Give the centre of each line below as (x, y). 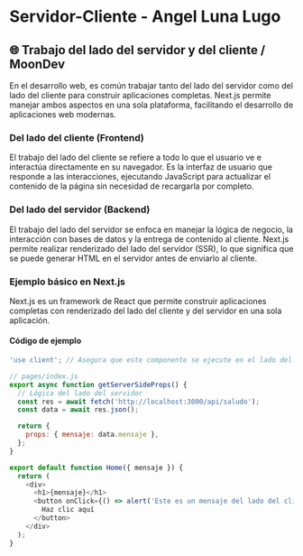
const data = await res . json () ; (78, 410)
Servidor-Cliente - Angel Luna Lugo (145, 17)
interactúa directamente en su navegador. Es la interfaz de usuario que (141, 167)
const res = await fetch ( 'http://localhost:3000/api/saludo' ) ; (138, 402)
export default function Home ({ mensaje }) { (96, 468)
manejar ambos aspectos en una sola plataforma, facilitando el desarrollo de (151, 105)
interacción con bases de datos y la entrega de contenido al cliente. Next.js (149, 239)
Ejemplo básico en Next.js (68, 282)
